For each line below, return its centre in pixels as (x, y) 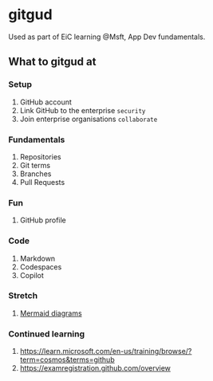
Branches (35, 174)
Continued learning (47, 334)
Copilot (32, 275)
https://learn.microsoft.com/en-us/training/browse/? (106, 352)
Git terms (35, 165)
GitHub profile (43, 220)
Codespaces (41, 267)
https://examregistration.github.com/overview (95, 368)
